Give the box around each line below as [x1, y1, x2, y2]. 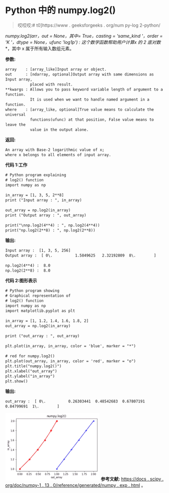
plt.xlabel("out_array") [5, 368, 57, 374]
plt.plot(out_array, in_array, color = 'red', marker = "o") [5, 358, 136, 364]
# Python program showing [5, 288, 59, 293]
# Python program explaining [5, 172, 66, 178]
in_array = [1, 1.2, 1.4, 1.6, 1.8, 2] [5, 318, 89, 323]
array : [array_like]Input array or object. [5, 66, 107, 72]
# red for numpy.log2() [5, 353, 55, 359]
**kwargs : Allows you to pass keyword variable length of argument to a [5, 87, 163, 92]
